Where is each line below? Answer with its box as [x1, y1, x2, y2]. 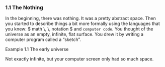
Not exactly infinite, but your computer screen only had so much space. [5, 56, 154, 62]
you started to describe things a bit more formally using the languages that [5, 20, 160, 26]
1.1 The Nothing [5, 4, 44, 11]
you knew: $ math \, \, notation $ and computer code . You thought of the [5, 26, 153, 32]
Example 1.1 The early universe [5, 46, 69, 52]
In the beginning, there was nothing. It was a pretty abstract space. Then [5, 15, 156, 21]
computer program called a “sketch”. [5, 36, 81, 42]
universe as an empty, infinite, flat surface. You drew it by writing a [5, 31, 144, 37]
